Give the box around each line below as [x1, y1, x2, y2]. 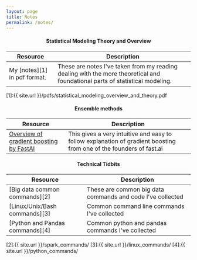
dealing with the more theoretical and [57, 70, 161, 78]
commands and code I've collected [87, 192, 184, 200]
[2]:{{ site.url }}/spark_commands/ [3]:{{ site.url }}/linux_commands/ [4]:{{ [6, 241, 186, 248]
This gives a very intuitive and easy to [68, 130, 172, 138]
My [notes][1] [9, 65, 48, 74]
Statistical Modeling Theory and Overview [46, 37, 151, 44]
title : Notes [6, 14, 38, 20]
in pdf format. [9, 73, 47, 81]
